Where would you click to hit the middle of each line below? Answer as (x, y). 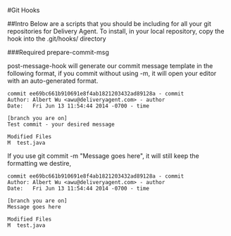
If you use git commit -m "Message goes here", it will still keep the (103, 156)
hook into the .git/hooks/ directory (57, 39)
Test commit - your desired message (61, 124)
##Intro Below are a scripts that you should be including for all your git (109, 24)
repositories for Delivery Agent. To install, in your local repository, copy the (116, 31)
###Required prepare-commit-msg (58, 52)
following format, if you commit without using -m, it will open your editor (112, 73)
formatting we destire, (39, 163)
